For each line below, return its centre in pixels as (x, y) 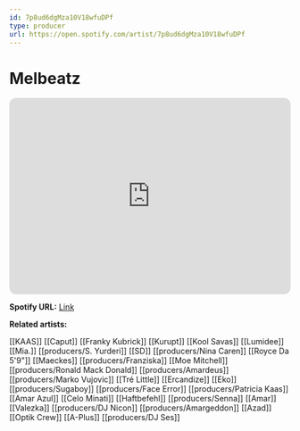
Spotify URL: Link (42, 307)
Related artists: (38, 324)
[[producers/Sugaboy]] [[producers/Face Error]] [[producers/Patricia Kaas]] (149, 389)
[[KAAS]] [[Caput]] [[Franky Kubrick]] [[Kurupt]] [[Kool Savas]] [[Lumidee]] (146, 342)
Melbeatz (45, 78)
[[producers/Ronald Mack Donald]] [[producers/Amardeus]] (119, 370)
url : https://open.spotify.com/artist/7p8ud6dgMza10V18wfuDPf (127, 34)
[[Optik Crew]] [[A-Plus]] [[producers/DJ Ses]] (95, 418)
